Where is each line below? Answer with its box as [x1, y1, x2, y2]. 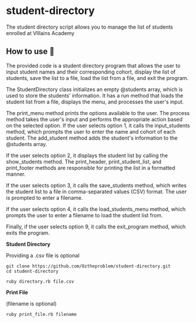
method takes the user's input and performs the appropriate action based [6, 116, 183, 123]
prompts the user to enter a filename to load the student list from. [6, 211, 163, 218]
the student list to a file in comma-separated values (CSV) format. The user [6, 188, 187, 195]
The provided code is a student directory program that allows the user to [6, 62, 181, 69]
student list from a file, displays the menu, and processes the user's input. [6, 98, 184, 105]
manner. [6, 171, 26, 178]
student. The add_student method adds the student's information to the [6, 134, 178, 141]
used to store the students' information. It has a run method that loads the [6, 92, 184, 99]
